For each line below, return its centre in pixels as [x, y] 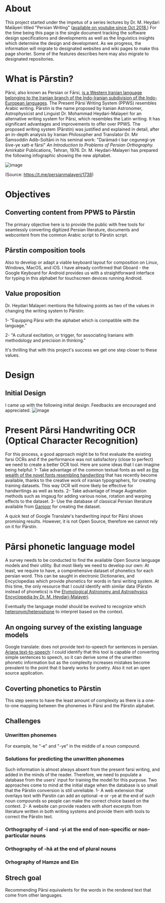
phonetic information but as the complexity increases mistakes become [78, 663]
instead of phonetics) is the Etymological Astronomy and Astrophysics [76, 592]
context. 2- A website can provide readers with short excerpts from [73, 806]
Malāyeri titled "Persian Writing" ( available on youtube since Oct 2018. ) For [81, 27]
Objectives [28, 195]
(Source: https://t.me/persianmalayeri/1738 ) [49, 174]
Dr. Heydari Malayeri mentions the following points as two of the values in [80, 305]
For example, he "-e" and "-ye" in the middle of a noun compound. [73, 746]
